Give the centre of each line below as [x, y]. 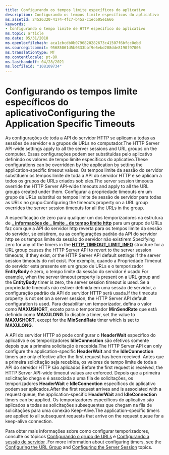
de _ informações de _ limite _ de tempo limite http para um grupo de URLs [84, 223]
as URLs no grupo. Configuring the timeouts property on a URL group [77, 203]
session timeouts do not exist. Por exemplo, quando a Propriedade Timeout [83, 261]
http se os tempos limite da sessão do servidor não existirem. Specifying [80, 239]
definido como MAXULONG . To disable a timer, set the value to [70, 315]
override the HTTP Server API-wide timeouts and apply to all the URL [77, 186]
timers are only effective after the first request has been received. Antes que [85, 357]
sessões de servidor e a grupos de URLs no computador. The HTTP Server [82, 143]
